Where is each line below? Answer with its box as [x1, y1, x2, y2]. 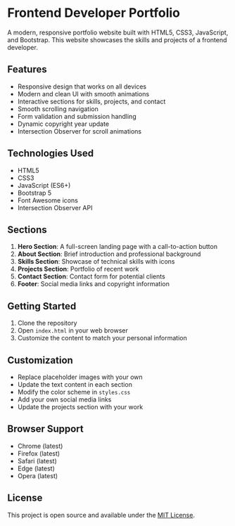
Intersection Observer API [17, 203, 93, 212]
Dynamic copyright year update [17, 120, 110, 128]
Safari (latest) [17, 456, 58, 465]
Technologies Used [7, 148, 94, 160]
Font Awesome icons [17, 195, 79, 205]
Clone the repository [17, 319, 77, 328]
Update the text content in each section [17, 380, 132, 388]
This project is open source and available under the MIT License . [7, 511, 196, 519]
